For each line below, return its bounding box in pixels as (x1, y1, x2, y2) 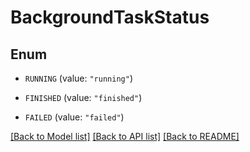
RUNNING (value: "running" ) (24, 72, 133, 84)
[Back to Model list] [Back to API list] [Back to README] (10, 131, 240, 142)
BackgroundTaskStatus (10, 6, 210, 29)
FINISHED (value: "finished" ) (24, 92, 143, 103)
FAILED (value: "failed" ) (24, 111, 125, 123)
